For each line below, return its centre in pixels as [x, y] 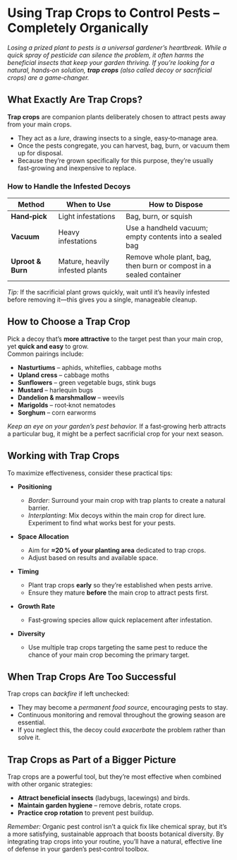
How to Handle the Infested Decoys [69, 186]
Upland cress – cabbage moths [63, 375]
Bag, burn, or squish [159, 217]
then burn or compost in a [169, 266]
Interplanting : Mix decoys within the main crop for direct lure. [117, 515]
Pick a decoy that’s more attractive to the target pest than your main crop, [115, 339]
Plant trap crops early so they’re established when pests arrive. [120, 585]
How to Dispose [176, 205]
